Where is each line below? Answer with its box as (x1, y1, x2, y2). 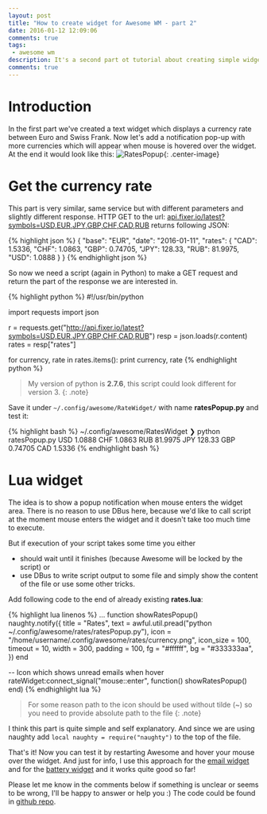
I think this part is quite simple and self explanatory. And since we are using (8, 723, 256, 733)
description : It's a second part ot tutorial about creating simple (8, 56, 240, 64)
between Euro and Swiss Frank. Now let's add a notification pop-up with (8, 132, 246, 141)
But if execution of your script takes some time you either (8, 538, 196, 548)
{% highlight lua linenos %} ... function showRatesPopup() (8, 610, 199, 619)
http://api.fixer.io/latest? (66, 323, 145, 332)
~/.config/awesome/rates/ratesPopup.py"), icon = (8, 626, 172, 636)
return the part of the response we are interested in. (8, 276, 179, 286)
